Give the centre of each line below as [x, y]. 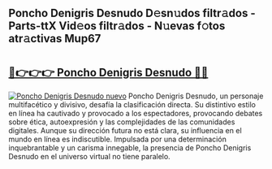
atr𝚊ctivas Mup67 [55, 39]
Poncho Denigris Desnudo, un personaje [196, 96]
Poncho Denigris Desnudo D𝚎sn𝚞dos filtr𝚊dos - [132, 13]
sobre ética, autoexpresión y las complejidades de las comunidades [122, 122]
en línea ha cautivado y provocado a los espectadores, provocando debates [136, 113]
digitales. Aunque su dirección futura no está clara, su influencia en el [125, 130]
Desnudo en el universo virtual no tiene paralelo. [89, 156]
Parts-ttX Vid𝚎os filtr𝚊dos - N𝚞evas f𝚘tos [117, 26]
